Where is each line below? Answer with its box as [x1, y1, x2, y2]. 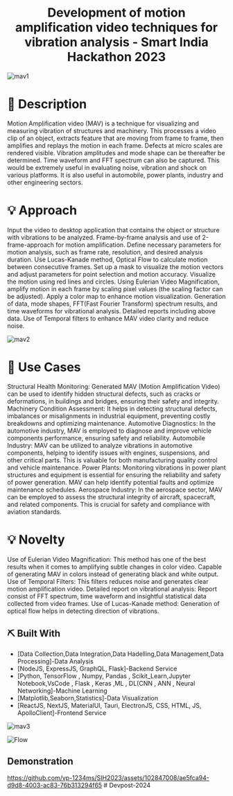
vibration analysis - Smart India [24, 35, 209, 50]
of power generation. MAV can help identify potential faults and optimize [7, 478, 214, 486]
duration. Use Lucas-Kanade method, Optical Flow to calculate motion [7, 255, 208, 263]
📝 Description [7, 96, 87, 112]
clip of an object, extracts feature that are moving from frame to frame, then [7, 134, 224, 142]
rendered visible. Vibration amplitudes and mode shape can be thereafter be [7, 148, 225, 157]
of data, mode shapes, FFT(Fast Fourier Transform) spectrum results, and [7, 300, 218, 308]
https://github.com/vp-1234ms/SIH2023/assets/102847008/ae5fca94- [7, 774, 209, 782]
